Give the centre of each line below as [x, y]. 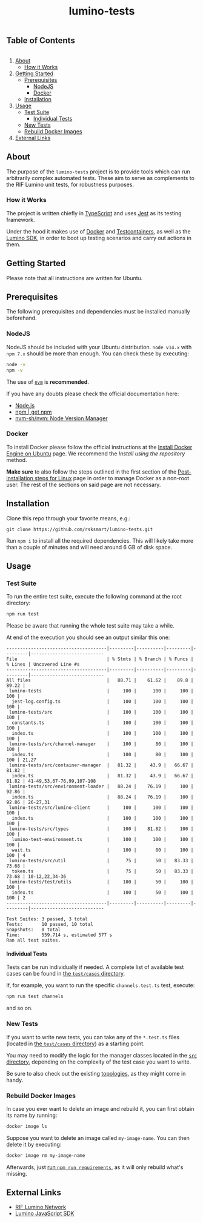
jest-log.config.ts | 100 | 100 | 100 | [103, 702]
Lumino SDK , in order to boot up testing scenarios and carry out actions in [99, 238]
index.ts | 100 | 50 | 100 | [103, 893]
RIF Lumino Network [41, 1207]
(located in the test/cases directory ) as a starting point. [75, 1044]
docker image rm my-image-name [46, 1155]
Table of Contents [41, 41]
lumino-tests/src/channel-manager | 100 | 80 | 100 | [101, 744]
